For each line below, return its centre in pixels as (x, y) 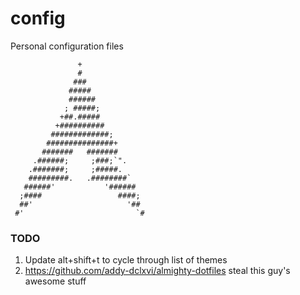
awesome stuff (55, 281)
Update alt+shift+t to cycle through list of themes (126, 260)
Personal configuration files (67, 46)
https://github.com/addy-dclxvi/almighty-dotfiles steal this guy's (157, 271)
